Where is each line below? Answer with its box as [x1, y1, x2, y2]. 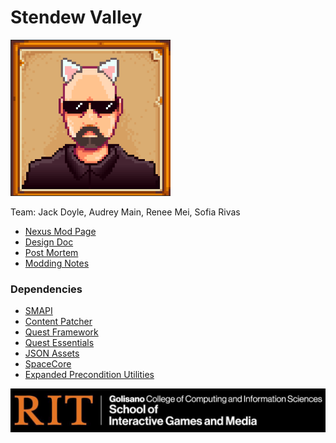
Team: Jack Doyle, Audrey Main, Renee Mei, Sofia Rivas [10, 206, 241, 218]
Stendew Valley [10, 6, 143, 29]
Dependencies [10, 282, 83, 296]
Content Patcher [24, 316, 93, 328]
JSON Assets [24, 347, 80, 360]
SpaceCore [24, 358, 72, 370]
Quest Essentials [24, 337, 95, 349]
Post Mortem [24, 246, 79, 258]
